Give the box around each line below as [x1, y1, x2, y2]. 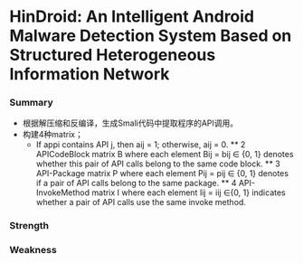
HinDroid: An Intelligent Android [9, 6, 255, 27]
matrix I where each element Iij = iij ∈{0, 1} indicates [91, 187, 287, 198]
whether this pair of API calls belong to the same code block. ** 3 [35, 158, 280, 169]
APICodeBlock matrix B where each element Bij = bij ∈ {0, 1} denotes [35, 149, 294, 160]
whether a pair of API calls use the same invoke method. [35, 197, 247, 208]
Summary [9, 97, 54, 109]
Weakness [9, 244, 57, 257]
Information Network [9, 64, 170, 85]
